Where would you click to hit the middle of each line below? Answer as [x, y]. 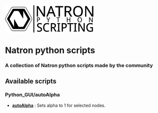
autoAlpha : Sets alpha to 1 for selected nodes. [59, 105]
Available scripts [31, 81]
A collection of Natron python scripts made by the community [79, 66]
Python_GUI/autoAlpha [33, 95]
